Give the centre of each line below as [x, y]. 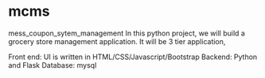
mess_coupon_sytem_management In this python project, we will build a [127, 33]
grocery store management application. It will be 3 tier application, [117, 41]
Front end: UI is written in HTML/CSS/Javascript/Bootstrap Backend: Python [133, 57]
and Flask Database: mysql [53, 65]
